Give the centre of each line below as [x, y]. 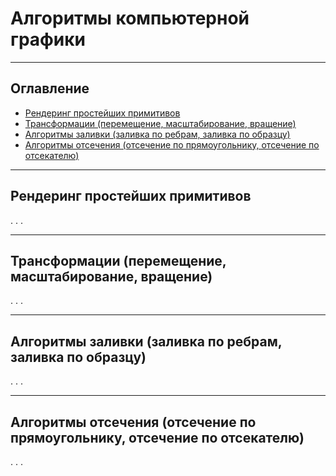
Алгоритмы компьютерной [130, 18]
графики [48, 39]
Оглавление [50, 88]
